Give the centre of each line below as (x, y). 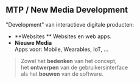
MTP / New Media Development (67, 10)
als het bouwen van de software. (62, 74)
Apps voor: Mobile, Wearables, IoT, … (61, 49)
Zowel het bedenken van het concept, (68, 61)
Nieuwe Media (33, 42)
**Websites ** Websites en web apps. (63, 36)
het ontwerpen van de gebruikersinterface (74, 67)
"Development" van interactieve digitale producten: (70, 24)
